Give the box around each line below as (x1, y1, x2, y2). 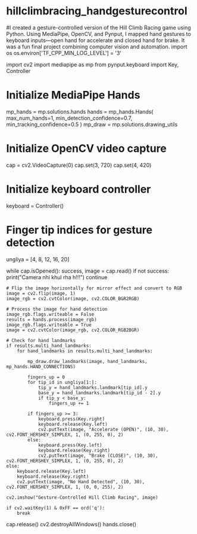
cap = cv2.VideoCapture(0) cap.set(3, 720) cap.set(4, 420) (6, 161, 152, 169)
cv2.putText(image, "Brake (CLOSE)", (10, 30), (37, 453, 159, 459)
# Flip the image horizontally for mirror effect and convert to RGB (6, 285, 183, 291)
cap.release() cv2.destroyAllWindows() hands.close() (6, 520, 137, 527)
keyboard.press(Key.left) (37, 442, 102, 448)
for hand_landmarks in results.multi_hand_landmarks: (17, 348, 153, 354)
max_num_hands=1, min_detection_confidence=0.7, (6, 114, 133, 121)
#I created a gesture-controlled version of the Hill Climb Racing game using (6, 24, 192, 31)
